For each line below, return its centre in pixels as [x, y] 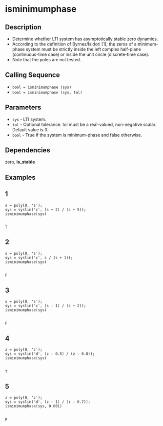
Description [23, 27]
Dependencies [28, 150]
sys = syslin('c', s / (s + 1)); [39, 258]
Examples [20, 177]
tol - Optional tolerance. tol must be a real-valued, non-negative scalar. [84, 124]
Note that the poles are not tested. [47, 59]
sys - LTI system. [29, 119]
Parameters [23, 107]
